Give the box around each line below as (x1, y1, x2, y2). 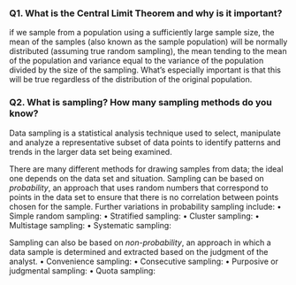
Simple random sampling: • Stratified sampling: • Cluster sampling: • (9, 211, 260, 221)
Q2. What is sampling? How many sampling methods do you (9, 96, 272, 109)
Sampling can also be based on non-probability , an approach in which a (9, 237, 271, 248)
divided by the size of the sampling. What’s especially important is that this (9, 65, 281, 75)
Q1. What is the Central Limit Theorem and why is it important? (9, 7, 283, 19)
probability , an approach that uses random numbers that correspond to (9, 182, 269, 193)
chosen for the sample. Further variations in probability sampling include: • (9, 201, 282, 212)
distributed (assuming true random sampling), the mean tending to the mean (9, 46, 287, 57)
